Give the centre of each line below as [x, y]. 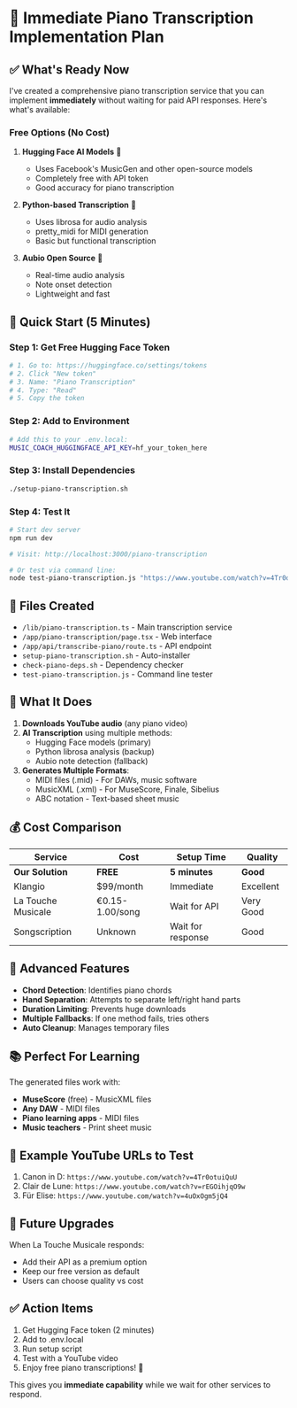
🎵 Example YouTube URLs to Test [102, 1155]
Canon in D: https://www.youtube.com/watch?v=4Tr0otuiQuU [129, 1177]
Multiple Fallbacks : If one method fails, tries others [115, 1018]
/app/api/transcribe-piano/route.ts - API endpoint [117, 646]
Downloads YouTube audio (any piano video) [105, 723]
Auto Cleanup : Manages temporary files [95, 1027]
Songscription [43, 932]
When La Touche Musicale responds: [77, 1244]
